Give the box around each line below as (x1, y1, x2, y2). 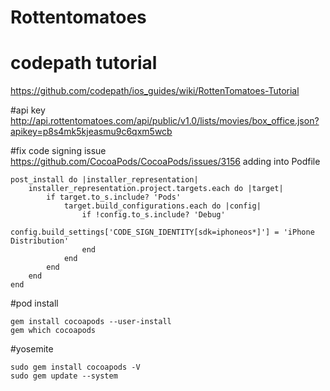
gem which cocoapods (10, 326, 97, 336)
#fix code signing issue (10, 145, 107, 157)
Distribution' (10, 236, 70, 246)
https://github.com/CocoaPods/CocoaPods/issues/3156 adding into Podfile (10, 156, 321, 168)
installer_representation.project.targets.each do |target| (28, 184, 284, 194)
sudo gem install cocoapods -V (10, 362, 141, 373)
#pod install (10, 297, 59, 310)
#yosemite (10, 343, 54, 355)
